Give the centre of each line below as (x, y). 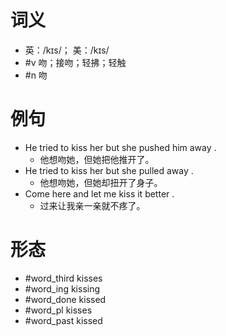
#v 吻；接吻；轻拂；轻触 (75, 62)
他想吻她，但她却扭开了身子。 (101, 182)
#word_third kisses (63, 278)
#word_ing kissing (62, 288)
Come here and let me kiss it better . (99, 193)
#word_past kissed (63, 320)
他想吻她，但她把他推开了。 (97, 159)
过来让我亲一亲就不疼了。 (92, 205)
